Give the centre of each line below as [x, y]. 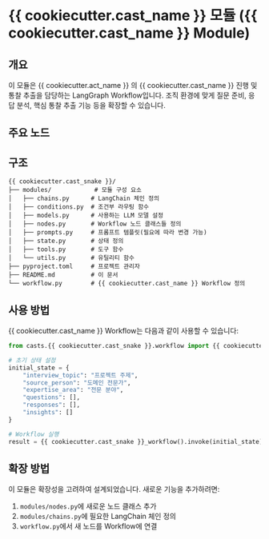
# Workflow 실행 [34, 434]
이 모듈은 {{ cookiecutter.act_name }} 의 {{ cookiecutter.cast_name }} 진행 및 [133, 85]
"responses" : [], [52, 405]
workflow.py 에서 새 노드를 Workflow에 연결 [88, 526]
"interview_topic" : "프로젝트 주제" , [80, 375]
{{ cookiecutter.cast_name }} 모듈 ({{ [133, 16]
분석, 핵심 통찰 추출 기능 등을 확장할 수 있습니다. [91, 105]
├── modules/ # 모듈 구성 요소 [75, 190]
